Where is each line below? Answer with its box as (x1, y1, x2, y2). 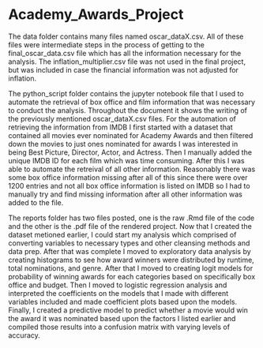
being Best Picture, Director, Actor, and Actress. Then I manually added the (8, 148, 253, 157)
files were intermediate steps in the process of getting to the (8, 39, 205, 49)
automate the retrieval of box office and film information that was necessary (8, 97, 255, 107)
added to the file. (8, 197, 64, 207)
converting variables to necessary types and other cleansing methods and (8, 238, 250, 248)
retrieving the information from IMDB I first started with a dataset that (8, 122, 233, 132)
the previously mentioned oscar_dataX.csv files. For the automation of (8, 114, 237, 123)
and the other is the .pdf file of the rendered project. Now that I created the (8, 221, 253, 230)
